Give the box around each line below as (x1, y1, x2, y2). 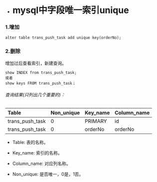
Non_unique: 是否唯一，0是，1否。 (12, 171, 84, 177)
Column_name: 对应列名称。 (12, 160, 71, 166)
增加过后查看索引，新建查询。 (5, 60, 66, 66)
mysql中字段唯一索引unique (12, 4, 129, 16)
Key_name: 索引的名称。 (12, 149, 62, 155)
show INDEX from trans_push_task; (5, 70, 77, 75)
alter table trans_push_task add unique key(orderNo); (5, 35, 122, 40)
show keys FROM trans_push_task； (5, 80, 76, 85)
